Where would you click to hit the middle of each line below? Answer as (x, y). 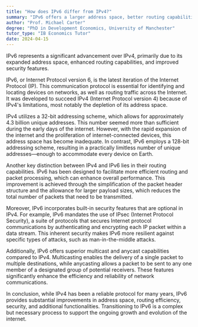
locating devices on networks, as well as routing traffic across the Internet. (97, 92)
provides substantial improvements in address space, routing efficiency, (93, 300)
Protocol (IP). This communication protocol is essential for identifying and (95, 86)
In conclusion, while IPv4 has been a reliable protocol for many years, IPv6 (97, 294)
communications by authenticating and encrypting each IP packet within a (96, 227)
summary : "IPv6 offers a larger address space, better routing (85, 17)
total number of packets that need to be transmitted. (70, 197)
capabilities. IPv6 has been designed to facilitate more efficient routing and (97, 171)
